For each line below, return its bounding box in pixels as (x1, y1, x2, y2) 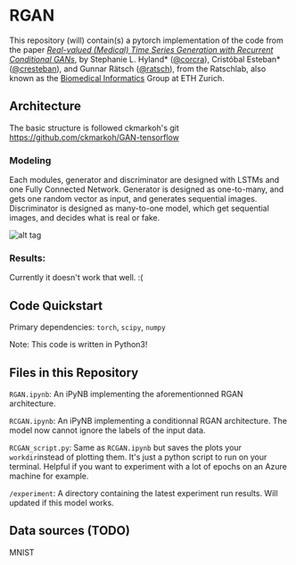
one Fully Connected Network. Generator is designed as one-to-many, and (9, 184, 284, 195)
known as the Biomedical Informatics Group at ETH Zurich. (9, 72, 225, 83)
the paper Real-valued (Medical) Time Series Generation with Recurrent (9, 44, 274, 54)
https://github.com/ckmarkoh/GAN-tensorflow (9, 131, 180, 143)
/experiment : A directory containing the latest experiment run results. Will (9, 487, 278, 498)
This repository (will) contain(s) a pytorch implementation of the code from (9, 35, 284, 46)
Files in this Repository (9, 365, 139, 380)
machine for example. (9, 470, 89, 481)
